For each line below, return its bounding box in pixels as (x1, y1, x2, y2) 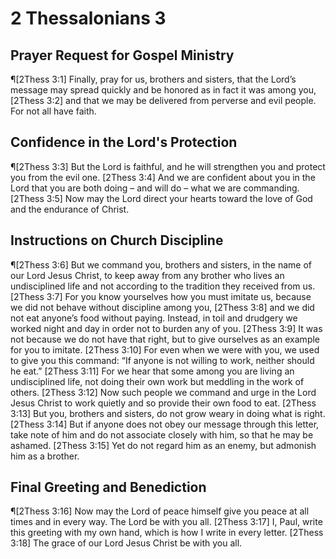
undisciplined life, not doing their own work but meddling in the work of (10, 375, 305, 387)
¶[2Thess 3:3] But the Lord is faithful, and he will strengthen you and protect (10, 160, 326, 172)
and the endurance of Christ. (10, 203, 130, 215)
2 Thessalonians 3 (10, 7, 167, 30)
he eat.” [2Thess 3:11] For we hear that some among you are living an (10, 365, 295, 377)
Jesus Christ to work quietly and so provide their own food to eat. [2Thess (10, 397, 317, 409)
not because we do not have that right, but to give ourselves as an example (10, 333, 321, 345)
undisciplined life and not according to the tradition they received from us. (10, 280, 316, 292)
